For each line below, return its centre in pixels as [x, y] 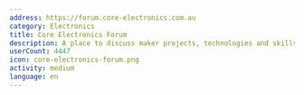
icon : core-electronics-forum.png [75, 60]
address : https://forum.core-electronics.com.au [103, 18]
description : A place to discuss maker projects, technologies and [139, 43]
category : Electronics [52, 26]
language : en [34, 77]
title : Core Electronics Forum [68, 34]
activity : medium [42, 69]
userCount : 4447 [40, 52]
